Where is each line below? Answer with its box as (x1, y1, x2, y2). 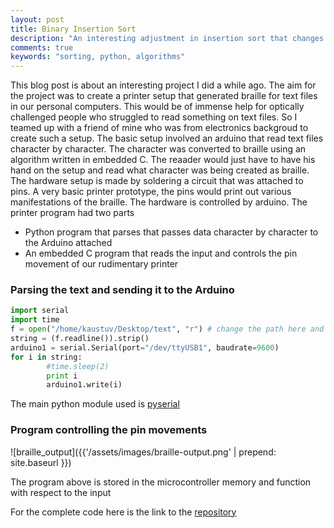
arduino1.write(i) (46, 380, 123, 390)
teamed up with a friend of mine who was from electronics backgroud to (10, 122, 309, 134)
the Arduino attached (24, 237, 113, 249)
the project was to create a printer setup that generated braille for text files (10, 90, 318, 102)
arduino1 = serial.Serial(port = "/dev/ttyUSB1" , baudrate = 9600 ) (10, 342, 280, 353)
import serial (10, 306, 70, 316)
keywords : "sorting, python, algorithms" (10, 52, 186, 62)
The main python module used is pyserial (10, 398, 180, 410)
